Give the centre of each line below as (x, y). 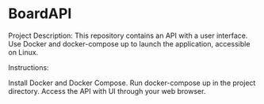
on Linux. (23, 52)
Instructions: (29, 67)
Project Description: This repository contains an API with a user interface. (128, 35)
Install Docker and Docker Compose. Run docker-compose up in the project (132, 83)
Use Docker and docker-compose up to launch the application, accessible (129, 43)
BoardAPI (40, 14)
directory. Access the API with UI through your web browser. (107, 91)
